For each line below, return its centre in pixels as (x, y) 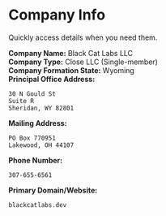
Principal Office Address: (52, 79)
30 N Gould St (32, 94)
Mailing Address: (38, 123)
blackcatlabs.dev (38, 205)
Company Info (57, 15)
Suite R (21, 101)
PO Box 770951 (32, 138)
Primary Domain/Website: (53, 190)
